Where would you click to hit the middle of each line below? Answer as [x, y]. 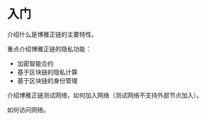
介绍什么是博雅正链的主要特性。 [52, 34]
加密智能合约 [35, 63]
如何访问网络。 [28, 110]
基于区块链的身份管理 [47, 80]
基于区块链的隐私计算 [47, 72]
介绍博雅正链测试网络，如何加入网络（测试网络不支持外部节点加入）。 [105, 95]
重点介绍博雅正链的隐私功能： [49, 49]
